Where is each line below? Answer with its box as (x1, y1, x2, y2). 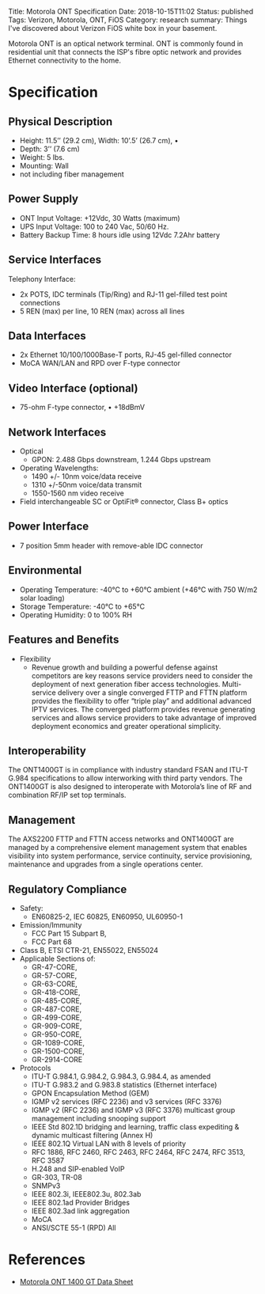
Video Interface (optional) (8, 381, 138, 395)
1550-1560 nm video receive (31, 488, 124, 498)
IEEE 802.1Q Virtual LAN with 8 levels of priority (31, 1139, 187, 1148)
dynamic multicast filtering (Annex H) (31, 1130, 153, 1140)
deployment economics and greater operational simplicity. (31, 721, 221, 730)
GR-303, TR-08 (31, 1172, 83, 1182)
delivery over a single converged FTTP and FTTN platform (57, 688, 248, 697)
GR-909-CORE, (31, 1021, 82, 1030)
